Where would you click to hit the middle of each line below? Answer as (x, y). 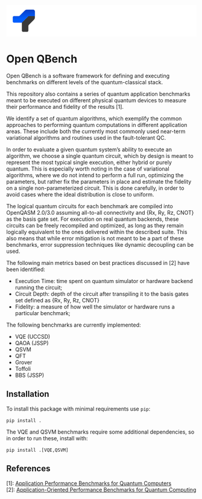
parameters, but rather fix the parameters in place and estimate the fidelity (99, 181)
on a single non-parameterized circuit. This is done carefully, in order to (95, 188)
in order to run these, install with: (47, 438)
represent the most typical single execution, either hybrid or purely (89, 162)
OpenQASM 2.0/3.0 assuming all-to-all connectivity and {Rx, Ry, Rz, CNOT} (100, 212)
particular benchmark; (43, 313)
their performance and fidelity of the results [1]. (65, 106)
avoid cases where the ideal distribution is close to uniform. (80, 194)
